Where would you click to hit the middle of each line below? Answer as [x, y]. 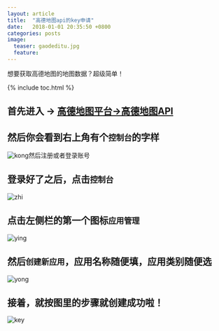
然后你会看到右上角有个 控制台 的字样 [83, 137]
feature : [26, 53]
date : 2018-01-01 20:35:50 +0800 [59, 27]
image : [17, 40]
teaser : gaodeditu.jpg [47, 46]
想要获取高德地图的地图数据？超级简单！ [65, 73]
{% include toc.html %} [41, 87]
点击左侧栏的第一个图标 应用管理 [73, 221]
